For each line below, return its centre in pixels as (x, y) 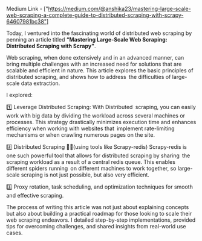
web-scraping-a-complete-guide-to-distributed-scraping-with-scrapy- (95, 15)
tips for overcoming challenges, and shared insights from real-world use (96, 226)
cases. (15, 233)
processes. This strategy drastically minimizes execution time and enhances (101, 122)
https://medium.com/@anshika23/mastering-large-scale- (120, 9)
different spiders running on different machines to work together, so (91, 168)
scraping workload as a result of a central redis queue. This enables (91, 162)
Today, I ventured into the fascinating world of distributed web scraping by (99, 33)
